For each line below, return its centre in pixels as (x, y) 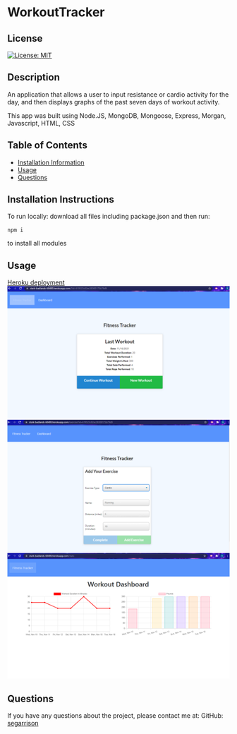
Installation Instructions (61, 199)
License (25, 38)
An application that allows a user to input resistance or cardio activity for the (118, 94)
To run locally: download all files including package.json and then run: (109, 217)
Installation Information (51, 162)
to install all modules (37, 243)
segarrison (23, 723)
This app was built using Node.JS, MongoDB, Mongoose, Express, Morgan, (117, 115)
